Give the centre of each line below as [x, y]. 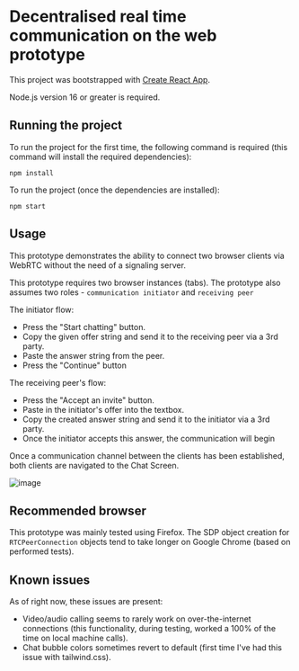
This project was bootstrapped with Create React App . [110, 79]
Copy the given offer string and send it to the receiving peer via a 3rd [150, 336]
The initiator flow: [42, 309]
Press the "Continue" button [75, 365]
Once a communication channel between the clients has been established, [147, 455]
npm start [28, 206]
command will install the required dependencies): [101, 157]
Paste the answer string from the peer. [93, 355]
